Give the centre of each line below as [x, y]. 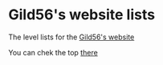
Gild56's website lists [81, 15]
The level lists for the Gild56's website [71, 37]
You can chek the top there [53, 52]
